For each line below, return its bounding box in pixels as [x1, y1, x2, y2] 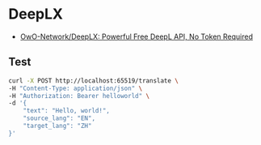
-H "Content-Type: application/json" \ [8, 84, 143, 92]
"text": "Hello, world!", [23, 107, 111, 115]
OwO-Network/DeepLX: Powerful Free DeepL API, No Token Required [19, 32, 253, 41]
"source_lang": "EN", [23, 114, 95, 122]
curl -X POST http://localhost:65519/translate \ [8, 76, 179, 85]
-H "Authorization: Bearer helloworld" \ [8, 92, 150, 100]
